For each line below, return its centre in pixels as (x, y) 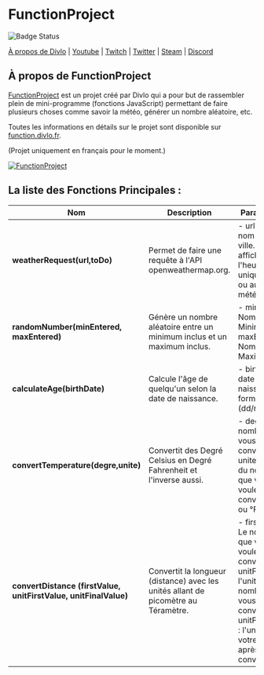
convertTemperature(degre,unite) (77, 465)
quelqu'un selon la (182, 389)
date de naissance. (183, 398)
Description (189, 212)
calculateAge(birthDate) (58, 389)
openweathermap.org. (189, 270)
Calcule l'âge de (178, 378)
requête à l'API (175, 260)
